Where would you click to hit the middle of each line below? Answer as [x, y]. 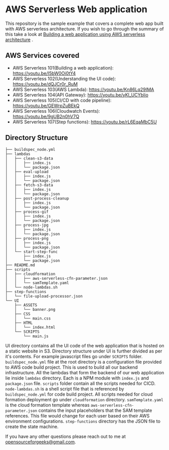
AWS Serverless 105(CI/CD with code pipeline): [62, 100]
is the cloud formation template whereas [47, 405]
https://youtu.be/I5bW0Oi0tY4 [44, 73]
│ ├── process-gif [27, 212]
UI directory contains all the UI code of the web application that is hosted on [85, 345]
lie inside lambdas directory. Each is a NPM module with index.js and [77, 378]
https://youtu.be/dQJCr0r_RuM [45, 84]
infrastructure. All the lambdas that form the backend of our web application [85, 372]
